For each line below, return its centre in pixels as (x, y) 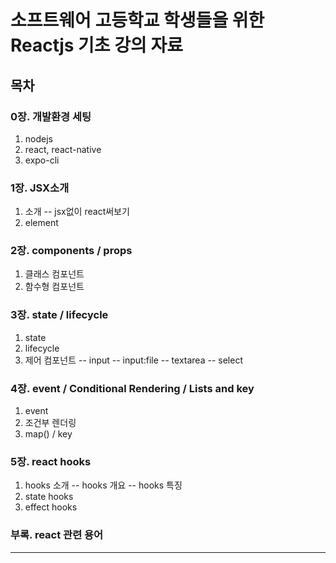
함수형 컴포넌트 (54, 287)
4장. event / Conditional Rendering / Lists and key (132, 388)
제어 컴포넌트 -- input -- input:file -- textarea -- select (133, 360)
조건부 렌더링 (50, 423)
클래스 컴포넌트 (54, 274)
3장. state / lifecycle (59, 315)
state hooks (49, 497)
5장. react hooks (51, 461)
